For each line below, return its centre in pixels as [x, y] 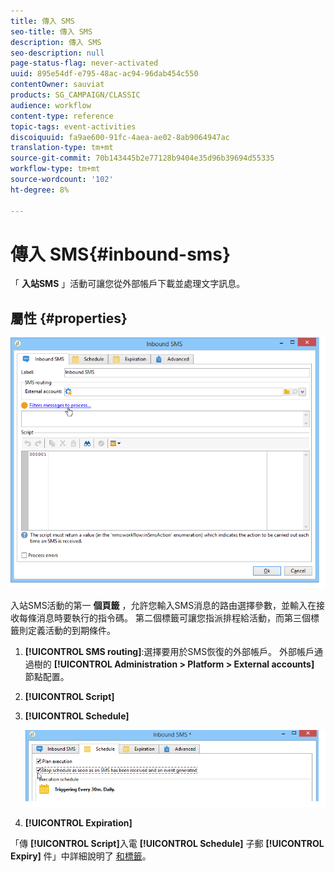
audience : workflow [51, 105]
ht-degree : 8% [40, 190]
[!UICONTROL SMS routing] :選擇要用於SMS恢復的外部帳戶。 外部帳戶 [169, 651]
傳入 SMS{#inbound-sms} [121, 254]
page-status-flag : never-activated [84, 63]
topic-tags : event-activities [73, 126]
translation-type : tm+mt [62, 148]
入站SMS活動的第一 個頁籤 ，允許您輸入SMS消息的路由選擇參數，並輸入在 [163, 605]
